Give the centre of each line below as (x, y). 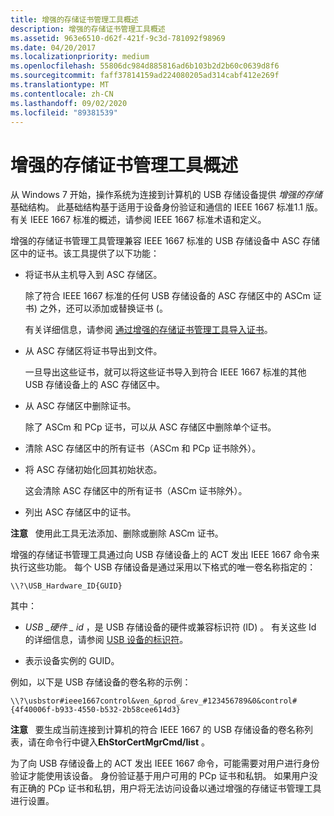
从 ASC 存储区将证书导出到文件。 (93, 351)
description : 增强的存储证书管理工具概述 (88, 29)
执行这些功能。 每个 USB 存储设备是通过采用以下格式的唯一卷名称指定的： (163, 567)
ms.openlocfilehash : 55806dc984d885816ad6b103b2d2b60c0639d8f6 (145, 66)
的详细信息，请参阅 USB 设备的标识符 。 (106, 640)
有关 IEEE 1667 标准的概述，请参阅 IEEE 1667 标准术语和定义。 (138, 220)
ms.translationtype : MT (60, 85)
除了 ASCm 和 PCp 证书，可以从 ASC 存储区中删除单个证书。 (150, 427)
